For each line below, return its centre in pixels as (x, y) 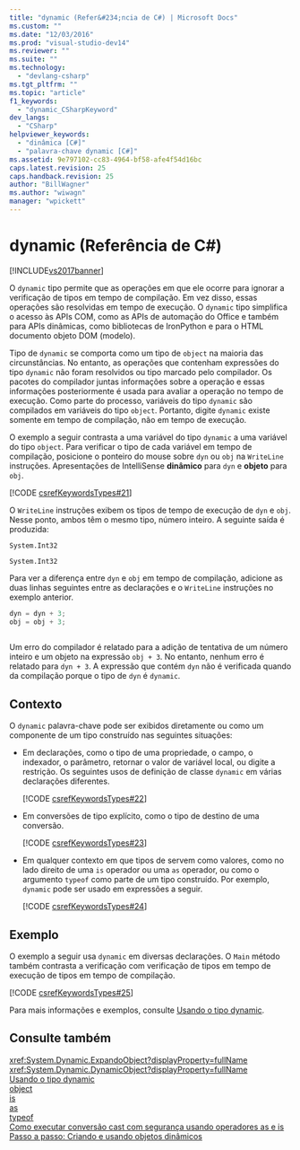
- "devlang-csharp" (54, 76)
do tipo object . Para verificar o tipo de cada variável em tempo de (131, 446)
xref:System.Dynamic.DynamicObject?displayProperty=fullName (129, 1069)
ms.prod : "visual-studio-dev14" (69, 43)
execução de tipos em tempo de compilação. (92, 976)
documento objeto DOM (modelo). (73, 335)
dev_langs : (30, 118)
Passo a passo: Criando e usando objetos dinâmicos (106, 1136)
